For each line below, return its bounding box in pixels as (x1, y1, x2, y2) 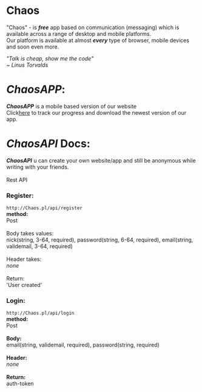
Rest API (6, 176, 28, 183)
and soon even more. (6, 43, 59, 50)
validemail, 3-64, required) (6, 243, 73, 250)
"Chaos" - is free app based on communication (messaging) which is (6, 24, 180, 31)
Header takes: (6, 255, 41, 263)
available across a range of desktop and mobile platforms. (6, 30, 152, 37)
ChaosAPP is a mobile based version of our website (6, 103, 137, 110)
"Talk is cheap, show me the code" (6, 55, 94, 62)
